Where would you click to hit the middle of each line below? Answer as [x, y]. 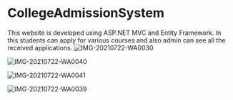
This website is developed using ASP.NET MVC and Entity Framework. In [114, 33]
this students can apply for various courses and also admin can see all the [117, 40]
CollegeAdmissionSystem [86, 13]
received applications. [40, 48]
